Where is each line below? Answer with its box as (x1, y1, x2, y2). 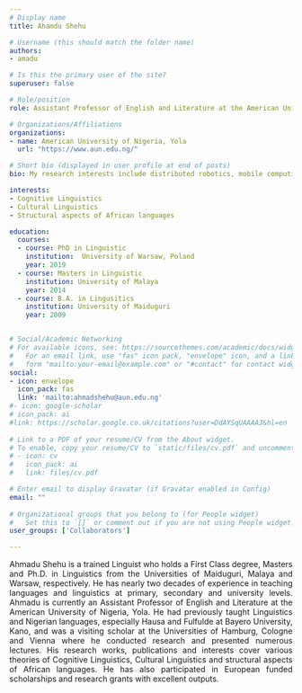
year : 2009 (25, 311, 67, 320)
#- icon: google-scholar (9, 402, 102, 411)
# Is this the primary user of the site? (9, 71, 167, 80)
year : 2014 (25, 285, 67, 295)
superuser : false (9, 79, 75, 88)
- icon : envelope (9, 377, 75, 386)
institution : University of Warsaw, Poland (25, 253, 195, 262)
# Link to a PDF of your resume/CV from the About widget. (9, 435, 235, 444)
